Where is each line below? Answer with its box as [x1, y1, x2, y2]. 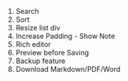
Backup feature [15, 56, 66, 65]
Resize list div [15, 23, 60, 32]
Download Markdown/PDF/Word [15, 65, 121, 73]
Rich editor [15, 40, 51, 49]
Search [15, 7, 39, 16]
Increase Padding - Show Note [15, 31, 115, 40]
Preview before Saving [15, 48, 90, 57]
